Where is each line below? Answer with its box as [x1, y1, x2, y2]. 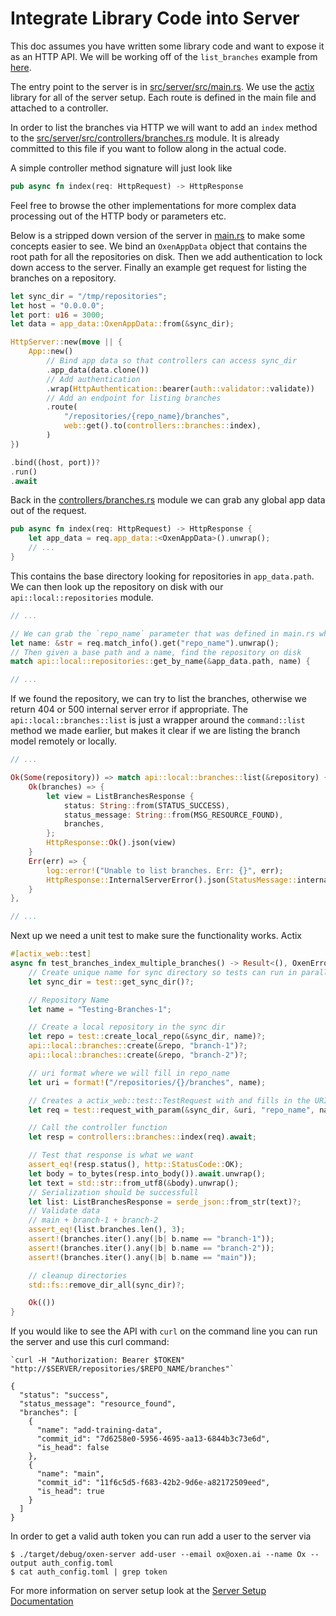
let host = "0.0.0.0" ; [10, 300, 105, 311]
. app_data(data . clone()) [46, 365, 150, 375]
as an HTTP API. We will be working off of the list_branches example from [10, 50, 318, 62]
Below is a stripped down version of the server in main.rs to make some [10, 229, 306, 241]
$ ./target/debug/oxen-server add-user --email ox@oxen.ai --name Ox [10, 1550, 307, 1560]
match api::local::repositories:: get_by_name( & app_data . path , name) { [10, 657, 311, 667]
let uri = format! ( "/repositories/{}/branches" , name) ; [28, 1077, 267, 1087]
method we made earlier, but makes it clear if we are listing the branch [10, 725, 301, 737]
